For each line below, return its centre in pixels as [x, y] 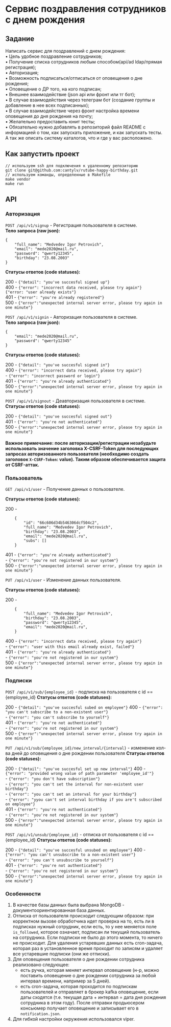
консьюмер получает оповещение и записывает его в [79, 1008]
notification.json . [41, 1013]
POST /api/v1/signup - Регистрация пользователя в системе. [71, 225]
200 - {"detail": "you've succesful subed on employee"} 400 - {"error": [84, 707]
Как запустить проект [42, 154]
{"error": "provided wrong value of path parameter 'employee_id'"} [80, 773]
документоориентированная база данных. [59, 910]
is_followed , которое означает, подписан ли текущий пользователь [87, 932]
